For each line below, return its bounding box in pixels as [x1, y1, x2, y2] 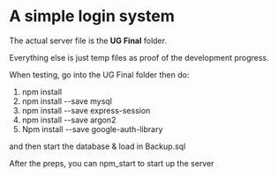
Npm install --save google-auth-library [21, 123, 163, 134]
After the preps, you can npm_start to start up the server [9, 158, 214, 168]
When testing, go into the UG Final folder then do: [9, 69, 190, 80]
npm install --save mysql [21, 95, 113, 107]
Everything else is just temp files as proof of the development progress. [9, 52, 269, 63]
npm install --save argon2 [21, 114, 116, 125]
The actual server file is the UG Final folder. [9, 35, 168, 46]
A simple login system [9, 6, 175, 26]
